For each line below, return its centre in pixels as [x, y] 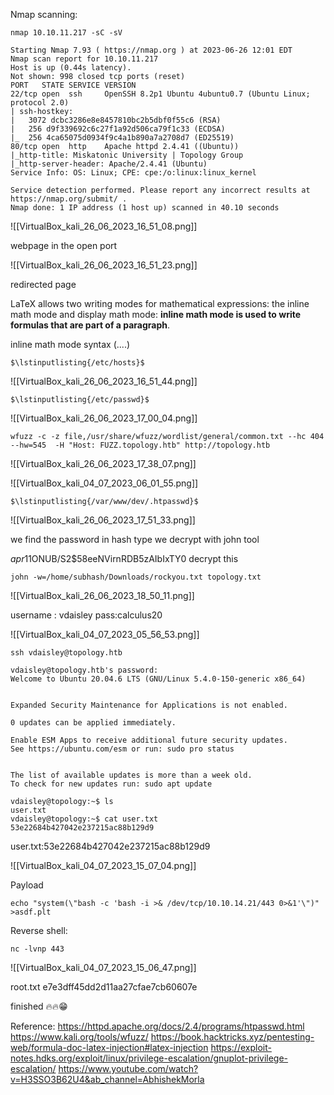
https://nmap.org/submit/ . [69, 199]
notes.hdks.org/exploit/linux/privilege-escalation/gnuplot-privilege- [149, 1058]
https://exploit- [241, 1047]
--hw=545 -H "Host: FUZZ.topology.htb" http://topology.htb [140, 445]
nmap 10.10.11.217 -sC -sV [66, 33]
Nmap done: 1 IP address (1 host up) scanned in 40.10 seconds [145, 208]
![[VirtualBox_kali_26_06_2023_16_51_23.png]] [104, 265]
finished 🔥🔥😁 [39, 1006]
